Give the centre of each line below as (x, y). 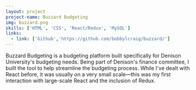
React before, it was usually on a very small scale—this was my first (88, 74)
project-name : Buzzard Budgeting (47, 17)
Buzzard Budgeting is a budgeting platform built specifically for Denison (93, 56)
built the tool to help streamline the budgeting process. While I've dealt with (98, 68)
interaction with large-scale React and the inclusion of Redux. (81, 81)
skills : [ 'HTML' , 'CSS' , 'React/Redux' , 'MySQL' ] (68, 28)
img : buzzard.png (27, 22)
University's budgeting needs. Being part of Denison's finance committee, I (97, 62)
